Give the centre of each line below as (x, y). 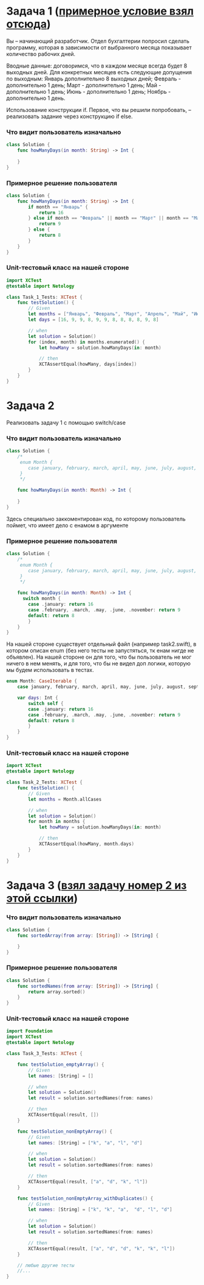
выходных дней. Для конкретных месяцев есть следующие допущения (99, 72)
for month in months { (57, 822)
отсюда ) (29, 24)
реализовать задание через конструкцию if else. (70, 116)
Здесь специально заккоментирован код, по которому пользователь (96, 519)
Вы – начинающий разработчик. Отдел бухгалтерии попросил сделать (98, 41)
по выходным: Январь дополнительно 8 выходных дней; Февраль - (93, 79)
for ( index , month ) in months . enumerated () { (87, 342)
